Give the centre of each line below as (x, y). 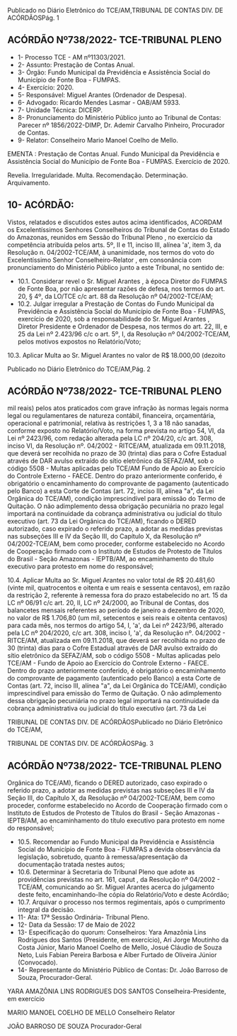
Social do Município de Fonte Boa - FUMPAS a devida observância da (119, 849)
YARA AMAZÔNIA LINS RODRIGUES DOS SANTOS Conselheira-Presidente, (117, 991)
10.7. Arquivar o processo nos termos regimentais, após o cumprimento (121, 902)
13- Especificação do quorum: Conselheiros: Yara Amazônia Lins (112, 932)
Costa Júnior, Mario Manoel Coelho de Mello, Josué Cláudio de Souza (120, 947)
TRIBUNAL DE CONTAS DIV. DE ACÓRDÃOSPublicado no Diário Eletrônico (115, 722)
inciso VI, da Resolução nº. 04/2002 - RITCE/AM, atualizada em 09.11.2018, (117, 446)
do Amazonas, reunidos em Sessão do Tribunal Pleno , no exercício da (110, 237)
